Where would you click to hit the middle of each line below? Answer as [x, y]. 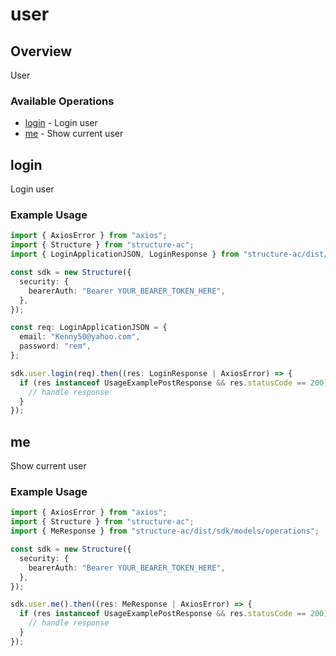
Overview [41, 51]
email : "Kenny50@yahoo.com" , [80, 337]
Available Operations [62, 101]
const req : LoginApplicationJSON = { [89, 328]
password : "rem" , [55, 346]
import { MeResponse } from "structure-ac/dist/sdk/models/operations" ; [165, 531]
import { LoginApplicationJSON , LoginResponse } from [125, 254]
